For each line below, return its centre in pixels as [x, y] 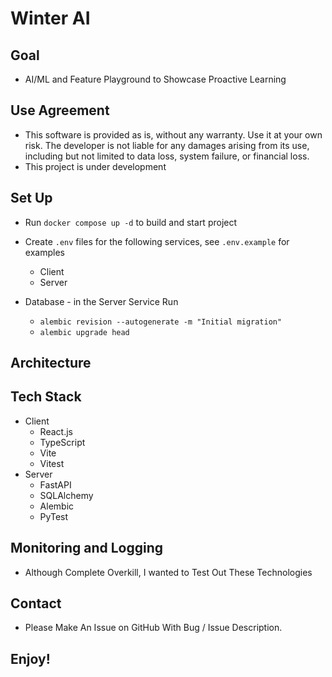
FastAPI [55, 484]
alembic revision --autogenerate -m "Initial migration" [161, 322]
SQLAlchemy [66, 495]
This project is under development [95, 166]
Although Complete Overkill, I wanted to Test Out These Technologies [168, 572]
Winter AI [50, 18]
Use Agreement [60, 110]
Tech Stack [46, 397]
